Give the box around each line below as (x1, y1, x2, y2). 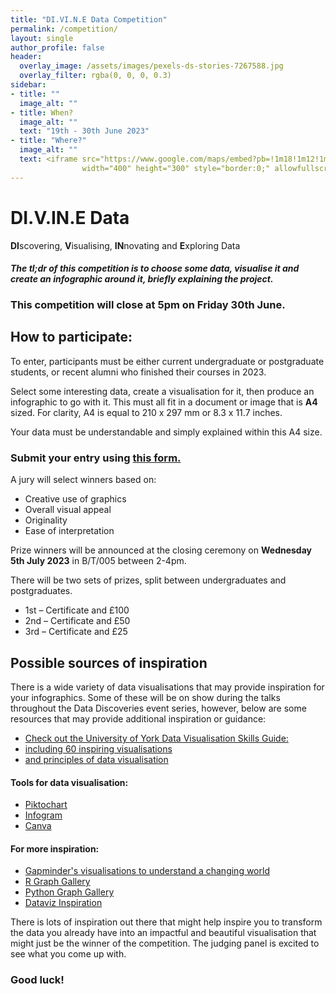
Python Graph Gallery (24, 886, 115, 898)
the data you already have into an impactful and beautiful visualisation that (10, 927, 317, 939)
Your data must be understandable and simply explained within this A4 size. (10, 426, 323, 438)
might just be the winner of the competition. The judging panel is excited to (10, 937, 320, 950)
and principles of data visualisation (24, 754, 169, 765)
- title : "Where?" (10, 136, 87, 146)
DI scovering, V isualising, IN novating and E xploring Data (10, 239, 241, 251)
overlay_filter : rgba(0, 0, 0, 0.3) (19, 71, 172, 81)
